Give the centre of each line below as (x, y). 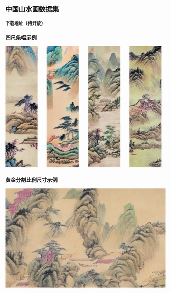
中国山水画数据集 (32, 9)
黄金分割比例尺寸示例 (31, 180)
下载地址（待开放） (25, 23)
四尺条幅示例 (21, 37)
